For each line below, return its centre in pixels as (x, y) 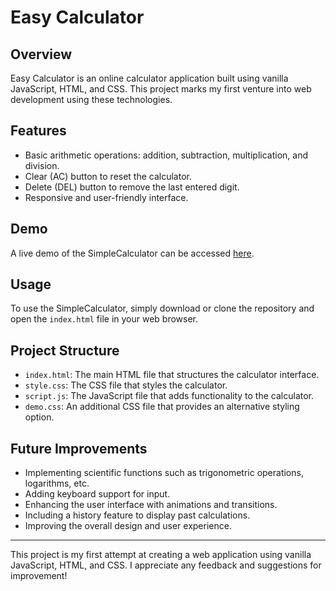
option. (39, 417)
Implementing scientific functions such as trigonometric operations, (164, 473)
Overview (41, 54)
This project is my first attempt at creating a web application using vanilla (161, 555)
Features (38, 131)
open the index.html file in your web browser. (104, 319)
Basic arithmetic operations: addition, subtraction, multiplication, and (166, 155)
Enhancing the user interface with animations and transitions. (151, 505)
